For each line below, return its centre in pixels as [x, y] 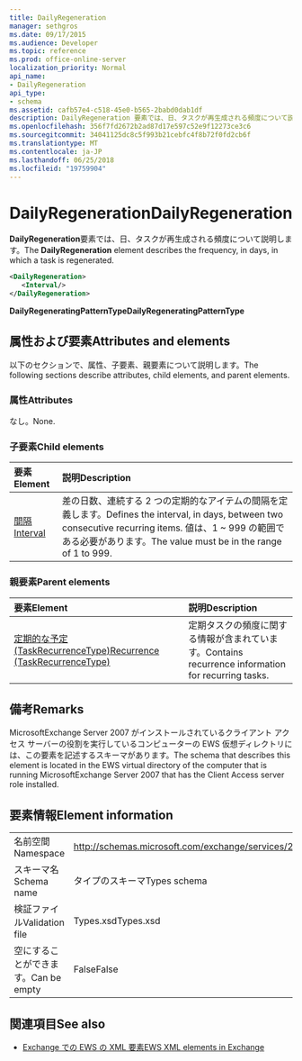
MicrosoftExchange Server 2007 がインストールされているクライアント [141, 733]
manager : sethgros [44, 26]
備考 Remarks [47, 709]
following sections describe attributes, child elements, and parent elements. [150, 375]
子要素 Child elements [57, 447]
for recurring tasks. [229, 675]
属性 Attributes [41, 400]
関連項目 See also [58, 1024]
